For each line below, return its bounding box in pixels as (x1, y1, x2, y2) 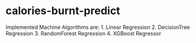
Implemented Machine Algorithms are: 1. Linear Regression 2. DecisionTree (5, 24, 191, 31)
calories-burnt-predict (5, 4, 121, 18)
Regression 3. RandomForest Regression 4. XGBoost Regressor (5, 29, 161, 37)
